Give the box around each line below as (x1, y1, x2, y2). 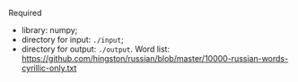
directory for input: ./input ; (21, 35, 124, 45)
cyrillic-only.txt (21, 62, 77, 73)
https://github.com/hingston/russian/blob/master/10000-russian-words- (21, 53, 289, 63)
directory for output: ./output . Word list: (21, 44, 171, 54)
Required (8, 8, 42, 18)
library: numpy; (21, 25, 78, 35)
